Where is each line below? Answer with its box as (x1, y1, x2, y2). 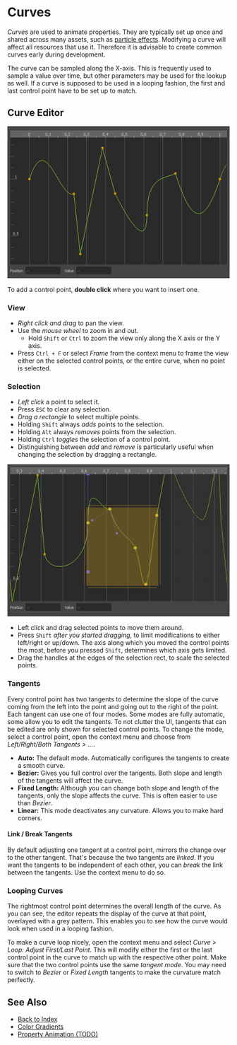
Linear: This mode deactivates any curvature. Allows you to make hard (17, 806, 224, 815)
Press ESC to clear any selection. (17, 405, 111, 414)
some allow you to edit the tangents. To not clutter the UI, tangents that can (7, 717, 227, 725)
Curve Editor (7, 107, 64, 119)
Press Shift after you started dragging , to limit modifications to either (17, 631, 220, 640)
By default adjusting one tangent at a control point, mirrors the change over (7, 846, 226, 854)
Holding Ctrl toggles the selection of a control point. (17, 436, 171, 444)
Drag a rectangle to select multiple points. (17, 413, 140, 421)
